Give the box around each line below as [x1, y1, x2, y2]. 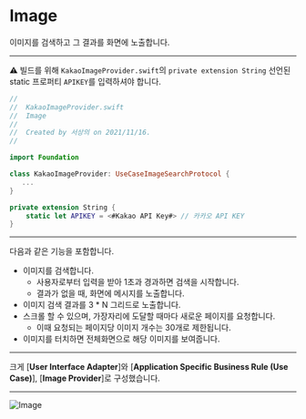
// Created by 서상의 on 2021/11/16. [9, 128, 151, 138]
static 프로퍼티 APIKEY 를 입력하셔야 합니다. [9, 76, 162, 87]
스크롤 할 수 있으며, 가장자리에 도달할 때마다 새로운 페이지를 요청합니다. [22, 311, 276, 322]
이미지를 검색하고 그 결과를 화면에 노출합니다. [9, 36, 170, 47]
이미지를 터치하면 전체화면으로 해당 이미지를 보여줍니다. [22, 333, 220, 344]
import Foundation [9, 153, 79, 162]
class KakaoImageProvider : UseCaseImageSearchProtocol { [9, 169, 230, 179]
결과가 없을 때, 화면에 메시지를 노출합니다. [36, 288, 185, 299]
